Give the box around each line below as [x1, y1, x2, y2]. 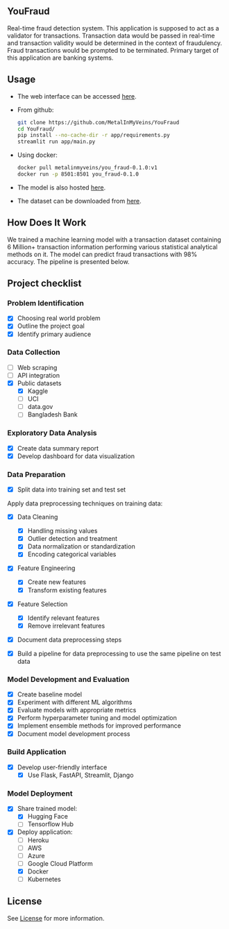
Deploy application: [17, 828, 73, 836]
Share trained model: [17, 805, 78, 813]
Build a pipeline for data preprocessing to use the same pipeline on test [17, 649, 221, 658]
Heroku [27, 836, 49, 844]
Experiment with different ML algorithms [17, 698, 133, 707]
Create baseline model [17, 690, 82, 698]
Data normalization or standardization [27, 542, 135, 551]
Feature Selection [17, 600, 68, 608]
